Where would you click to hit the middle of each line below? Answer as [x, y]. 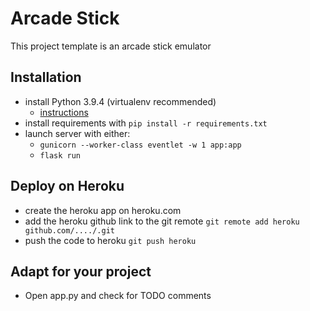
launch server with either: [77, 133]
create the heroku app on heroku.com [103, 210]
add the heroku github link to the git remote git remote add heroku [162, 221]
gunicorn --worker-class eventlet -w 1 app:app [140, 145]
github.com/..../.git [69, 230]
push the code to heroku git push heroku [110, 240]
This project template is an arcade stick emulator [111, 46]
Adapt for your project [81, 271]
